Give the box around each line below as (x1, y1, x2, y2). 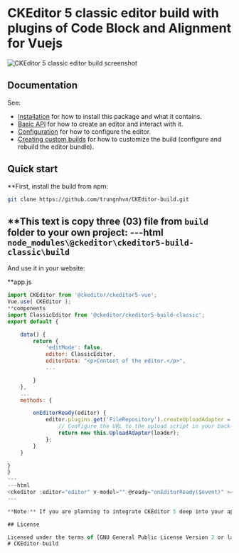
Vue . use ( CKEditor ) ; (7, 298, 72, 305)
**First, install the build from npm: (7, 181, 109, 190)
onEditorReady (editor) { (33, 409, 107, 417)
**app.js (7, 278, 32, 286)
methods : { (20, 396, 53, 404)
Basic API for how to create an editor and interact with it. (17, 120, 184, 128)
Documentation (7, 80, 78, 92)
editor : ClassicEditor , (45, 351, 116, 358)
